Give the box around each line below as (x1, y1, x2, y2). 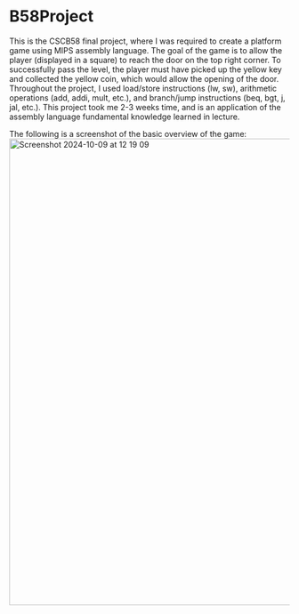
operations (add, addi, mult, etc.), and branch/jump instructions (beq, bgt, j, (9, 92, 287, 103)
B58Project (9, 6, 94, 27)
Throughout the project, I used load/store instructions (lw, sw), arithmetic (9, 83, 278, 93)
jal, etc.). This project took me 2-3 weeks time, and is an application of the (9, 101, 282, 112)
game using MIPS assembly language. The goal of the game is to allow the (9, 44, 283, 55)
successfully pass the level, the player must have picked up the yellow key (9, 64, 282, 75)
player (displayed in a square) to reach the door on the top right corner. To (9, 54, 282, 65)
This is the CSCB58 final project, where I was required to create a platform (9, 36, 282, 46)
